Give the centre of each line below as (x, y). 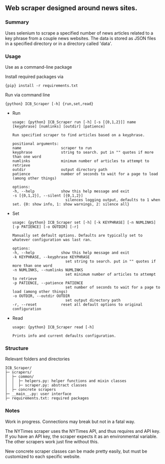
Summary (17, 22)
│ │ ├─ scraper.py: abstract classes (46, 385)
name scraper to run (52, 148)
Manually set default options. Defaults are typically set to (77, 235)
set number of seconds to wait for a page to (113, 287)
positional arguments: (35, 144)
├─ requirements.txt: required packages (47, 398)
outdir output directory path (60, 169)
